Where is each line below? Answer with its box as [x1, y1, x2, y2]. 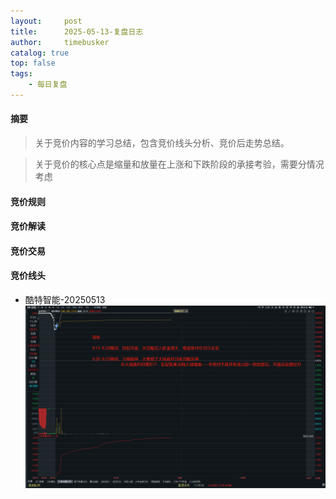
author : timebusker [10, 37, 110, 47]
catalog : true [10, 48, 70, 58]
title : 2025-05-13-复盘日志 [10, 26, 144, 37]
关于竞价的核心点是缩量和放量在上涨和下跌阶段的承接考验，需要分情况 [34, 158, 325, 170]
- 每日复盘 [28, 80, 68, 90]
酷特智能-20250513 [24, 294, 106, 306]
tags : [10, 69, 33, 79]
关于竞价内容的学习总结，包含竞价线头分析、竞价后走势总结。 [34, 137, 290, 149]
